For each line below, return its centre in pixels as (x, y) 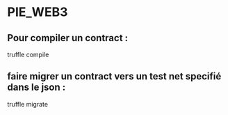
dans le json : (36, 87)
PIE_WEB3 (38, 12)
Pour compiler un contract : (68, 38)
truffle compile (28, 54)
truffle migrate (28, 104)
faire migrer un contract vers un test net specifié (114, 76)
